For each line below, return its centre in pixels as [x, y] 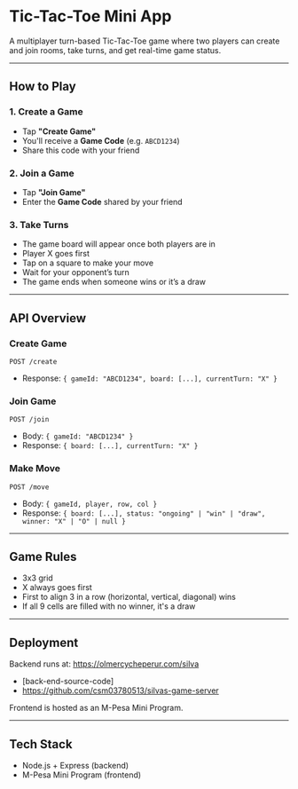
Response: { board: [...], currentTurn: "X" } [110, 446]
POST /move [29, 487]
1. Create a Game [46, 112]
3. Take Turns [39, 225]
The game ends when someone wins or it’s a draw [114, 282]
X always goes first [57, 588]
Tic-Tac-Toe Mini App [90, 16]
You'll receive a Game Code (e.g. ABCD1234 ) [101, 140]
